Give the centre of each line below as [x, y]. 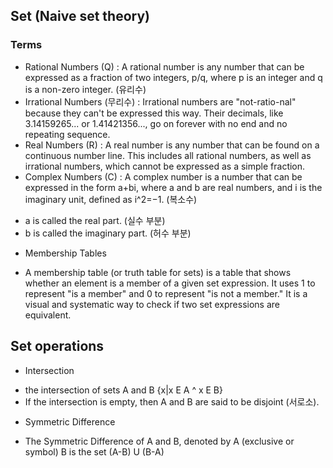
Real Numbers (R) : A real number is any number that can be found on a [172, 145]
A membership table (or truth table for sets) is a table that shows [158, 272]
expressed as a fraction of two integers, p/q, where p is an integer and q [173, 77]
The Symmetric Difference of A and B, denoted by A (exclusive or [159, 441]
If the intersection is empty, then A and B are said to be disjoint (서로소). [172, 401]
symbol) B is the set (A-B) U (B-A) [94, 451]
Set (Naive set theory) [80, 16]
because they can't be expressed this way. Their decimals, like [154, 113]
